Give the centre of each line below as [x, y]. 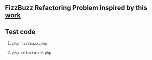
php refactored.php [32, 53]
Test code [20, 31]
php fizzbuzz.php [30, 44]
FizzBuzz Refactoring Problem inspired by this [76, 8]
